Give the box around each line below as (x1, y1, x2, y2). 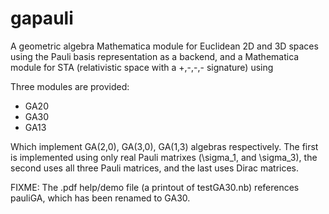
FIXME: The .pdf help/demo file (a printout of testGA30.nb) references (10, 181, 300, 193)
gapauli (10, 7, 74, 30)
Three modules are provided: (10, 80, 130, 92)
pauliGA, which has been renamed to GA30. (10, 192, 191, 204)
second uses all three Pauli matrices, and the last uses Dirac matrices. (10, 162, 300, 174)
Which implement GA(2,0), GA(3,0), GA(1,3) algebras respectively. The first (10, 140, 319, 152)
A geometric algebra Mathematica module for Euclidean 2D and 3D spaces (10, 40, 319, 52)
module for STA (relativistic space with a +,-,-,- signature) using (10, 61, 274, 73)
